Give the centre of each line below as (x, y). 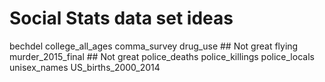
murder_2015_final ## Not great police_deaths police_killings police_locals (162, 56)
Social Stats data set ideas (121, 18)
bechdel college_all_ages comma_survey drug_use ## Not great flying (154, 46)
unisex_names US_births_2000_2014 (85, 67)
